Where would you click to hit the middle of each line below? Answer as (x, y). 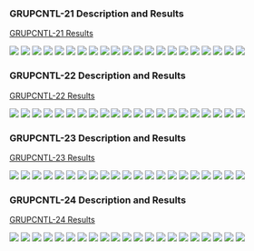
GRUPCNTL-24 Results (52, 220)
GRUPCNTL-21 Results (51, 34)
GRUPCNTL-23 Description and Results (98, 137)
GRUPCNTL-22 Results (52, 95)
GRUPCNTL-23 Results (52, 157)
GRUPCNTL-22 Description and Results (98, 75)
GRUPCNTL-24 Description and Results (98, 200)
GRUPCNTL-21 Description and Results (97, 14)
